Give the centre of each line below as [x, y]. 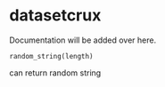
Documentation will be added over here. [83, 40]
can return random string [55, 73]
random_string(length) [51, 56]
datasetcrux [55, 16]
